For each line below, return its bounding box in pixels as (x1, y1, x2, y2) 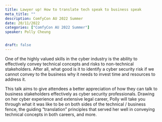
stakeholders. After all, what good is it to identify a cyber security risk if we (5, 66, 154, 72)
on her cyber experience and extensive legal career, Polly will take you (5, 96, 146, 102)
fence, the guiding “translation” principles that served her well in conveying (5, 106, 155, 112)
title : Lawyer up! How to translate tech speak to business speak (5, 7, 142, 12)
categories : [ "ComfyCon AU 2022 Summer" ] (5, 25, 90, 30)
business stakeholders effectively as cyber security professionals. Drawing (5, 91, 155, 97)
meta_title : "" (5, 12, 36, 16)
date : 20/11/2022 (5, 20, 40, 26)
